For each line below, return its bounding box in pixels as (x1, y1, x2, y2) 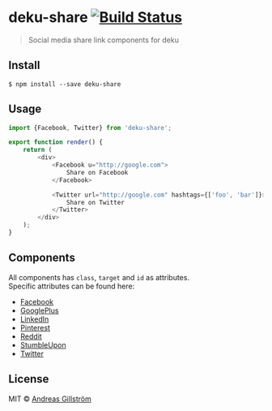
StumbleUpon (19, 340, 66, 349)
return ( (23, 146, 53, 154)
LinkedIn (19, 314, 49, 324)
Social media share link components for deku (28, 35, 180, 45)
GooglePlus (19, 305, 59, 315)
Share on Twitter (66, 198, 125, 206)
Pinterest (19, 322, 51, 332)
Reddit (19, 331, 42, 341)
